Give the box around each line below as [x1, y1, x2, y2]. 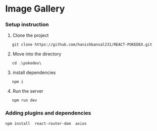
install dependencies [12, 70, 56, 76]
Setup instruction [5, 21, 49, 28]
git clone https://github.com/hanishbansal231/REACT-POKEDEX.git [12, 42, 152, 47]
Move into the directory [12, 51, 62, 57]
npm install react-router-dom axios [5, 121, 87, 126]
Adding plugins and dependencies [5, 109, 91, 116]
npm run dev [12, 98, 37, 103]
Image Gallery [5, 3, 65, 15]
